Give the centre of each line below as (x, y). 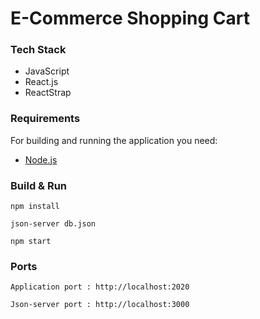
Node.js (41, 159)
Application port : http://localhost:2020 (100, 287)
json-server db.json (53, 224)
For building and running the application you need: (114, 140)
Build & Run (39, 185)
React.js (41, 82)
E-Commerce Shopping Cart (130, 18)
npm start (31, 242)
